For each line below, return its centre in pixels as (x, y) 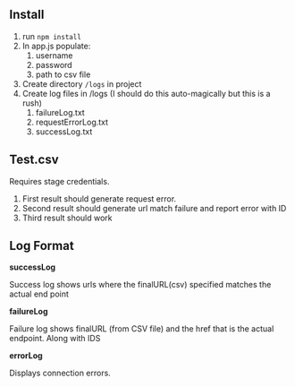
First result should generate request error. (99, 198)
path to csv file (63, 74)
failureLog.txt (60, 112)
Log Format (42, 246)
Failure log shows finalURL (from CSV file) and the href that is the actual (142, 329)
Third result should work (67, 218)
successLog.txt (64, 131)
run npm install (52, 36)
